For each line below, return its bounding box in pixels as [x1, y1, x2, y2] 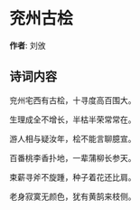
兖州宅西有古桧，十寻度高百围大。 [9, 94, 136, 105]
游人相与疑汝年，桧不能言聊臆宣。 [9, 133, 136, 144]
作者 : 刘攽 [9, 40, 46, 51]
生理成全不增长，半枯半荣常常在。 [9, 114, 136, 125]
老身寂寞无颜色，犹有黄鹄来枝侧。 [9, 191, 136, 202]
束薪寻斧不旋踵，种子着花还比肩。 [9, 171, 136, 182]
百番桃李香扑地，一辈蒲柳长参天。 [9, 152, 136, 163]
